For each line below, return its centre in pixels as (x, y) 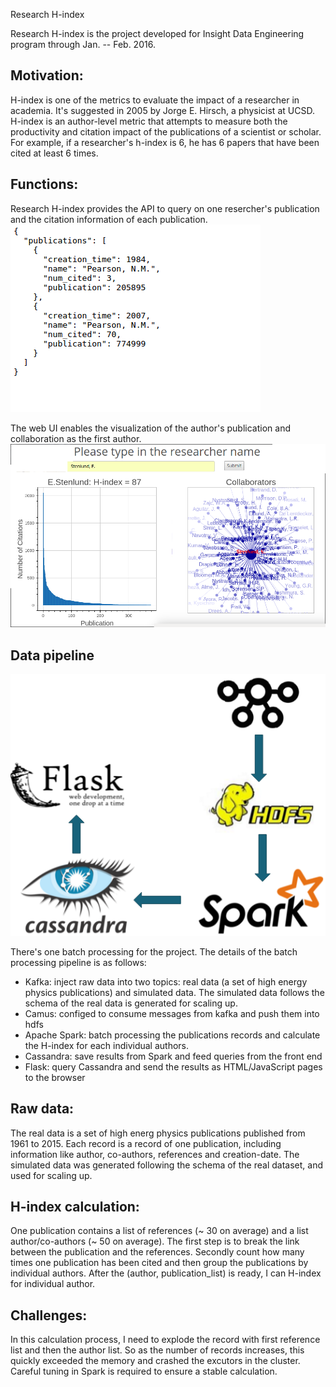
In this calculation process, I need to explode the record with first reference (165, 1340)
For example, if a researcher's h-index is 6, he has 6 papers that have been (165, 142)
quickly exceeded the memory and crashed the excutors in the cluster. (155, 1361)
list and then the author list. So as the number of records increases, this (157, 1350)
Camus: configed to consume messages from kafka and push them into (172, 1013)
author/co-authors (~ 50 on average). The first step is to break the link (155, 1241)
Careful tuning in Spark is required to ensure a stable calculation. (144, 1371)
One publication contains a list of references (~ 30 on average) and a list (159, 1231)
